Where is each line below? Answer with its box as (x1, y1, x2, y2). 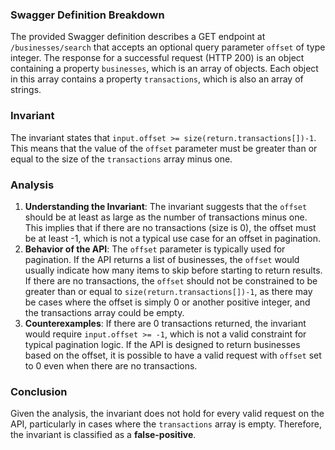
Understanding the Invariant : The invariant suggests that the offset (24, 200, 308, 212)
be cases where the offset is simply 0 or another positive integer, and (24, 296, 311, 308)
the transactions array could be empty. (24, 306, 185, 318)
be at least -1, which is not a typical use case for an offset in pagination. (24, 232, 322, 244)
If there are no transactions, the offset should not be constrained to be (24, 274, 318, 287)
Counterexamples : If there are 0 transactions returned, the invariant (24, 317, 307, 329)
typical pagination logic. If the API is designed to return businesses (24, 338, 301, 350)
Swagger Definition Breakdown (10, 8, 165, 22)
